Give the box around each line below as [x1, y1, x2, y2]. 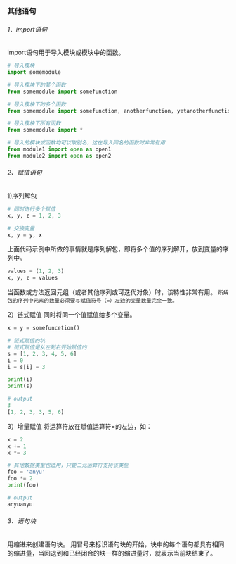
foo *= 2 [7, 475, 33, 482]
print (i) [7, 376, 33, 383]
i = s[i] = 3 [7, 363, 46, 370]
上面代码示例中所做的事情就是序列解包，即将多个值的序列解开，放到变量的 [7, 245, 223, 253]
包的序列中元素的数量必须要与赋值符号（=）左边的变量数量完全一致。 [7, 297, 178, 304]
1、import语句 [7, 25, 48, 33]
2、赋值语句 [7, 168, 42, 177]
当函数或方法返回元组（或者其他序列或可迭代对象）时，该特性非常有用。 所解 [7, 288, 229, 296]
